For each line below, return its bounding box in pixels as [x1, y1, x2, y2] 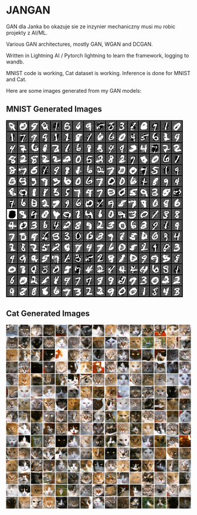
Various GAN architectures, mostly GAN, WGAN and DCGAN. [6, 41, 154, 48]
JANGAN [6, 4, 51, 17]
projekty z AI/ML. [6, 29, 48, 36]
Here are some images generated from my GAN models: [6, 87, 142, 94]
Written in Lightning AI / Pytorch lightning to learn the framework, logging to [6, 52, 189, 59]
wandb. [6, 58, 25, 65]
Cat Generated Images [6, 309, 90, 319]
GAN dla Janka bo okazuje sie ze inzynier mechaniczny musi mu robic [6, 23, 176, 30]
